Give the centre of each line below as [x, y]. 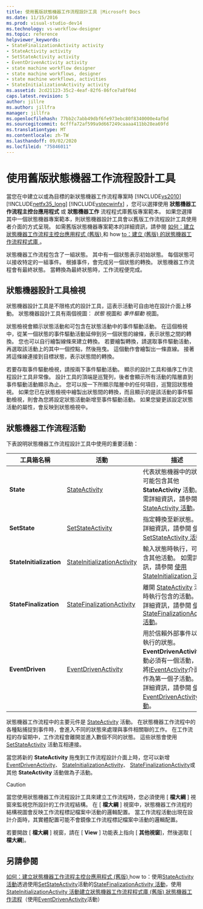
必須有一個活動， [173, 661]
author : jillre [25, 101]
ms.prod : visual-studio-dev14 [44, 23]
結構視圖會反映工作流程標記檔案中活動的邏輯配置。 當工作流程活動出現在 [97, 812]
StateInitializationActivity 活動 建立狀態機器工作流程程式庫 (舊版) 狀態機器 [97, 892]
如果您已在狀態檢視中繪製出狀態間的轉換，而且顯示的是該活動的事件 [103, 392]
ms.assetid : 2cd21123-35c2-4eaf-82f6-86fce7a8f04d [71, 91]
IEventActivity [169, 670]
